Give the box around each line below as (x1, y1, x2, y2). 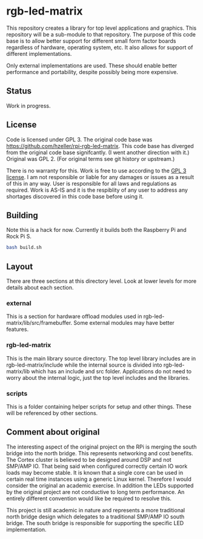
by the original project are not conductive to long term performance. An (6, 488, 185, 495)
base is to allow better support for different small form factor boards (6, 37, 176, 44)
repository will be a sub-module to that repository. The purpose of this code (6, 30, 196, 38)
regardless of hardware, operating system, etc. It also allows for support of (6, 44, 193, 51)
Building (6, 210, 38, 220)
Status (6, 86, 32, 97)
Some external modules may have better (73, 319, 175, 327)
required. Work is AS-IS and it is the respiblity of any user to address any (6, 186, 188, 194)
